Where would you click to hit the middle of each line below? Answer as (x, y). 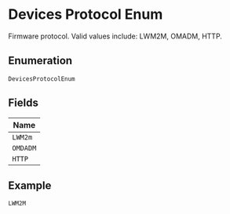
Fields (24, 103)
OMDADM (24, 148)
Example (30, 185)
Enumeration (40, 61)
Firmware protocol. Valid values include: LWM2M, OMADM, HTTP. (115, 36)
